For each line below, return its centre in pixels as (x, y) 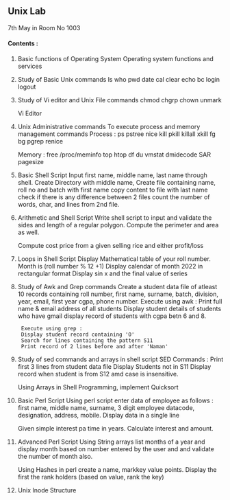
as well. (28, 232)
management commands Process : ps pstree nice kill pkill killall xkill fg (117, 134)
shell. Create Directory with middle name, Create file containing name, (117, 183)
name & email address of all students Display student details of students (119, 309)
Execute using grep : (52, 329)
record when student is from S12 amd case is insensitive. (98, 374)
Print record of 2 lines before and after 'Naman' (94, 347)
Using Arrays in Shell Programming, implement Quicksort (98, 387)
